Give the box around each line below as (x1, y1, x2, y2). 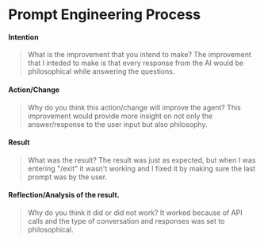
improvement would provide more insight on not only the (27, 111, 212, 121)
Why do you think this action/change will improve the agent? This (27, 102, 242, 112)
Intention (8, 32, 39, 41)
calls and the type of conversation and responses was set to (27, 217, 225, 225)
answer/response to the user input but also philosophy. (27, 119, 208, 129)
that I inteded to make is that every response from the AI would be (27, 58, 244, 68)
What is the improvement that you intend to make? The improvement (27, 50, 252, 60)
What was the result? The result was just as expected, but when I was (27, 155, 256, 164)
